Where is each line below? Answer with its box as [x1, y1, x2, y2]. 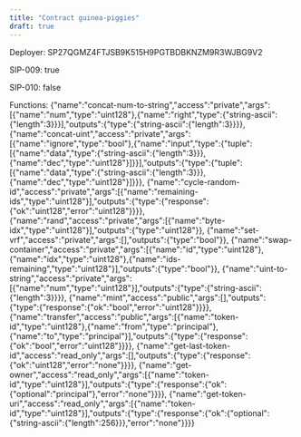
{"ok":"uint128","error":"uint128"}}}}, [9, 205, 145, 216]
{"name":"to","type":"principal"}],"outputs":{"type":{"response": [9, 330, 248, 341]
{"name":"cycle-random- [146, 176, 240, 187]
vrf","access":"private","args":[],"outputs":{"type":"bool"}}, [9, 234, 229, 245]
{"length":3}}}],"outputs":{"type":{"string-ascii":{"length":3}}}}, [9, 119, 246, 130]
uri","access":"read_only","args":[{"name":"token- [9, 398, 197, 409]
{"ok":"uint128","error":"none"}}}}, [9, 359, 138, 370]
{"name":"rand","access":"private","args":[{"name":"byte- [9, 215, 226, 226]
